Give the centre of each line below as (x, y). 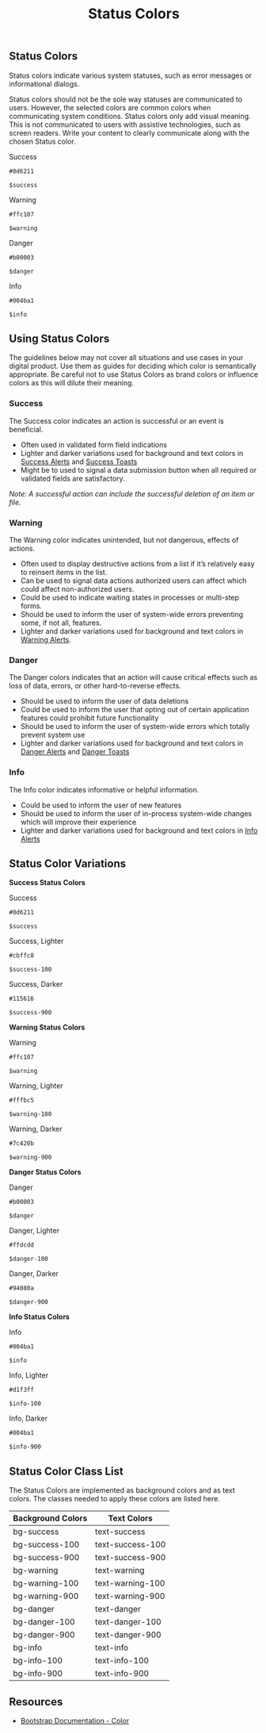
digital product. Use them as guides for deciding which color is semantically (133, 366)
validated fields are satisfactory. (72, 478)
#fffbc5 (22, 1100)
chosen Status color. (42, 141)
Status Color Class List (66, 1471)
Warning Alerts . (46, 640)
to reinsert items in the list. (64, 573)
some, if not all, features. (61, 623)
